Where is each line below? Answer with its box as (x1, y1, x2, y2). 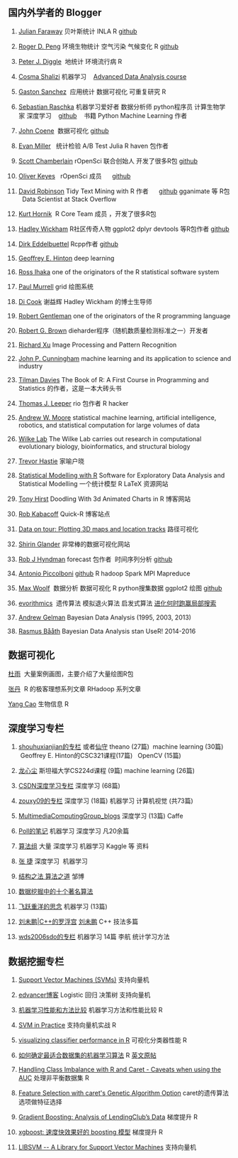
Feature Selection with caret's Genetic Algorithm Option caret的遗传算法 (18, 1089, 229, 1098)
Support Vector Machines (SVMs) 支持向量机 (18, 975, 149, 984)
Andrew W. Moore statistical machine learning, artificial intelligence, (18, 413, 217, 421)
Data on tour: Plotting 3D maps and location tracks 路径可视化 (18, 524, 199, 533)
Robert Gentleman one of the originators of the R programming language (18, 311, 231, 320)
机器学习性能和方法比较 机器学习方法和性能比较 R (18, 1006, 163, 1014)
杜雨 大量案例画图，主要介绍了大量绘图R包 (8, 669, 134, 678)
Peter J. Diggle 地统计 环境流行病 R (18, 57, 123, 65)
